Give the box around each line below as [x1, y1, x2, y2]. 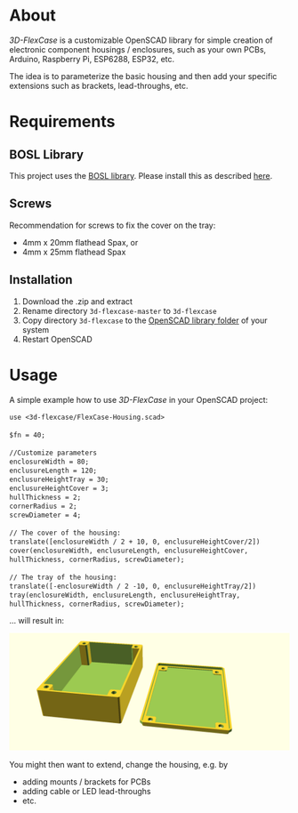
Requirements [9, 112, 116, 132]
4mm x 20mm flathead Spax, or [21, 237, 139, 247]
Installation [9, 272, 73, 287]
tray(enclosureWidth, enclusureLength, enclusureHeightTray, [9, 591, 241, 600]
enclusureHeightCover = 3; [9, 484, 109, 493]
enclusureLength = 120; [9, 466, 98, 475]
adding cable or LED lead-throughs [21, 786, 151, 797]
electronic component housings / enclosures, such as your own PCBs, [9, 44, 267, 54]
